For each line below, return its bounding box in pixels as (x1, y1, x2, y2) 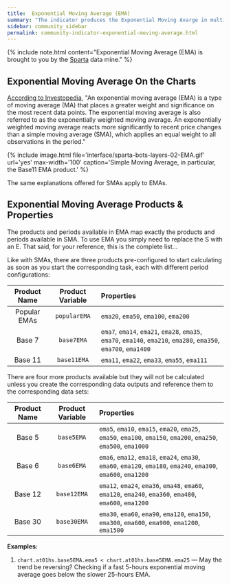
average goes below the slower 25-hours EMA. (16, 570, 151, 578)
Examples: (7, 542, 38, 551)
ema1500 (98, 526, 124, 534)
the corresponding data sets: (7, 387, 89, 396)
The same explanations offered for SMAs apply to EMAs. (7, 179, 168, 187)
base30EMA (56, 518, 88, 525)
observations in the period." (7, 138, 86, 146)
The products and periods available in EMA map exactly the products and (7, 228, 215, 236)
